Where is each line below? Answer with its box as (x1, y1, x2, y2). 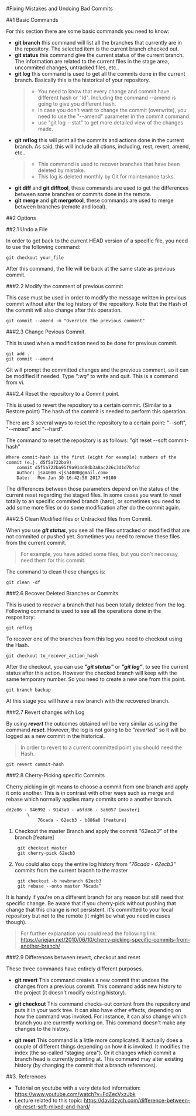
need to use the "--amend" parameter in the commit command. (37, 113, 191, 120)
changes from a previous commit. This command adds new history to (14, 983, 183, 990)
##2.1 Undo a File (6, 226, 48, 232)
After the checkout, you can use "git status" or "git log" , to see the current (6, 663, 189, 670)
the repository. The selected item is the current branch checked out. (14, 45, 180, 52)
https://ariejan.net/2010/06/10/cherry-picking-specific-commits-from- (20, 936, 190, 943)
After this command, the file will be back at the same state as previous (6, 265, 176, 272)
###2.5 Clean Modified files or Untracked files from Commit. (6, 515, 152, 522)
